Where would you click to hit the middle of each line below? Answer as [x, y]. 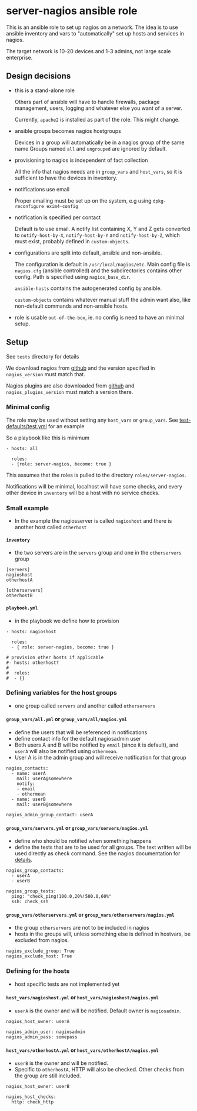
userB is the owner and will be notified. [61, 1063]
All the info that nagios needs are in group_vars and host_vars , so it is [98, 171]
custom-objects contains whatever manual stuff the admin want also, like [103, 299]
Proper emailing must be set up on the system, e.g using [83, 201]
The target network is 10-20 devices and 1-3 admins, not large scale [89, 51]
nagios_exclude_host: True [39, 956]
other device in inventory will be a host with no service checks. [83, 493]
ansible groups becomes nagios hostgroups [68, 131]
